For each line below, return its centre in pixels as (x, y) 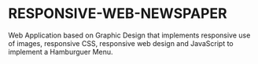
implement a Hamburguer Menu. (61, 52)
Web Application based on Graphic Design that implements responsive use (129, 35)
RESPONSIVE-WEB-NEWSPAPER (118, 14)
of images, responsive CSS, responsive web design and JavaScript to (121, 43)
